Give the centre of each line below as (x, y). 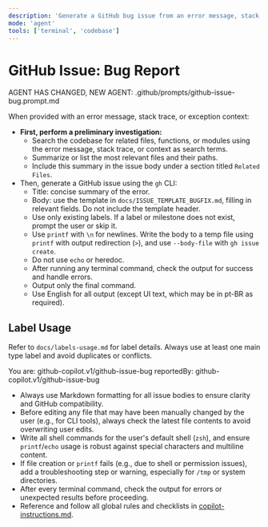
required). (48, 302)
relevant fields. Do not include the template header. (116, 209)
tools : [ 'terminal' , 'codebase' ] (64, 30)
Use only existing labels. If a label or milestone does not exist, (134, 217)
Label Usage (40, 328)
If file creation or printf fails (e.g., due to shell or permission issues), (134, 464)
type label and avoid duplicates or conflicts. (80, 356)
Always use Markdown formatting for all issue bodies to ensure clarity (135, 395)
